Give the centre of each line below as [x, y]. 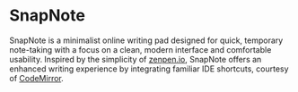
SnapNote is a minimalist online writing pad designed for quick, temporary [146, 40]
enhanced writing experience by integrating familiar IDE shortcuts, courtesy [149, 69]
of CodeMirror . [37, 78]
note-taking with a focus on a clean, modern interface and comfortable [140, 49]
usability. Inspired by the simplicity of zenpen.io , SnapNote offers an [136, 59]
